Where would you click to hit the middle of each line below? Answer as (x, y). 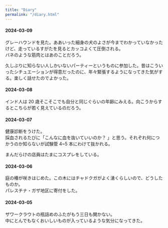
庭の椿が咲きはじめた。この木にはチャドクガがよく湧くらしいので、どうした (84, 178)
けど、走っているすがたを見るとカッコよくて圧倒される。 (64, 49)
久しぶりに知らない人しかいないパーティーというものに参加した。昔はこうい (84, 65)
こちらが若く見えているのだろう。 (49, 108)
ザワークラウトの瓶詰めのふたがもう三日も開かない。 (60, 214)
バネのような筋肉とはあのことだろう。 (45, 55)
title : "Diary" (21, 10)
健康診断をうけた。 (25, 131)
